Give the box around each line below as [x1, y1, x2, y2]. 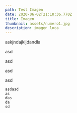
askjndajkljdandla [5, 39, 41, 45]
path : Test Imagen [5, 7, 43, 12]
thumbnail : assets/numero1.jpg [5, 21, 70, 26]
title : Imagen [5, 16, 35, 21]
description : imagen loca [5, 26, 59, 31]
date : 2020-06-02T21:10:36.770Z [5, 12, 72, 17]
